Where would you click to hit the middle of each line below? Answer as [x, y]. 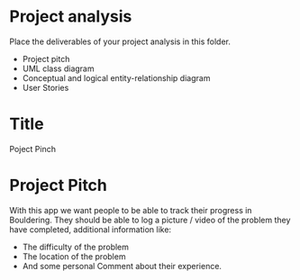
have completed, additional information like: [91, 229]
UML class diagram [58, 68]
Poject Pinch [33, 149]
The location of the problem [74, 256]
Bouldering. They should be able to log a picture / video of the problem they [150, 220]
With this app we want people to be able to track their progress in [131, 210]
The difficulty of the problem [75, 247]
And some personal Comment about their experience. [122, 266]
